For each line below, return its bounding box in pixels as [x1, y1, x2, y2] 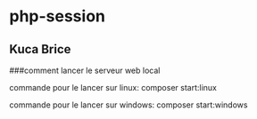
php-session [9, 6, 105, 27]
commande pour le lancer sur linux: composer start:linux [9, 83, 217, 92]
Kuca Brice [9, 42, 71, 57]
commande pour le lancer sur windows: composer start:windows [9, 99, 248, 110]
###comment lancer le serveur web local [9, 65, 161, 75]
